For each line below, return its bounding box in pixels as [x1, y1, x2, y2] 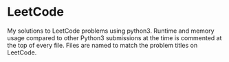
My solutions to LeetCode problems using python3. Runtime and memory [7, 27, 215, 35]
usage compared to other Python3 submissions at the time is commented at [7, 33, 222, 42]
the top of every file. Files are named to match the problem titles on [7, 41, 198, 49]
